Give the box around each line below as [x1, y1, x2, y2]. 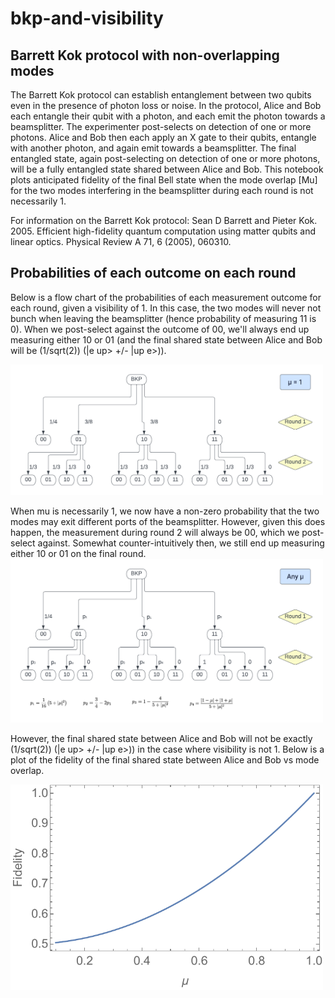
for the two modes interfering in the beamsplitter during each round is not [10, 185, 314, 196]
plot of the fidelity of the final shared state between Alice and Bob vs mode [10, 753, 320, 766]
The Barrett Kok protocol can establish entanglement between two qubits [10, 89, 312, 101]
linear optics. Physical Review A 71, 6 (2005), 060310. [10, 236, 232, 247]
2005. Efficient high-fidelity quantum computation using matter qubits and [10, 225, 317, 237]
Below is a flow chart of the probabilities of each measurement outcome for [10, 291, 322, 303]
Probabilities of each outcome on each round [10, 265, 297, 282]
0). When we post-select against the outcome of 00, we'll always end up [10, 323, 310, 335]
